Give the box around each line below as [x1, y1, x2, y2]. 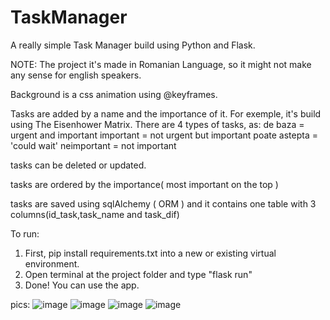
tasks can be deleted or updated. [10, 159, 147, 171]
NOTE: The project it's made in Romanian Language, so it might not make [10, 58, 312, 70]
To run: [10, 227, 40, 240]
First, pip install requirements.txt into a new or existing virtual [24, 247, 277, 259]
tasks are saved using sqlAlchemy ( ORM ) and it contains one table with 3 [10, 197, 317, 210]
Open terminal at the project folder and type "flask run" [24, 268, 253, 280]
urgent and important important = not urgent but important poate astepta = [10, 129, 318, 141]
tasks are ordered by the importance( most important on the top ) [10, 178, 279, 190]
